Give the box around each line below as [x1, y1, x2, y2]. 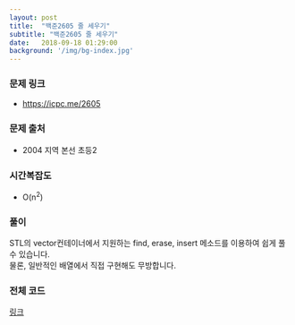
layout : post [9, 13, 58, 22]
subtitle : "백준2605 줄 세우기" [9, 30, 119, 38]
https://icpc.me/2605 [21, 98, 101, 109]
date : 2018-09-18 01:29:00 [9, 38, 118, 47]
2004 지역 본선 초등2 [21, 144, 97, 155]
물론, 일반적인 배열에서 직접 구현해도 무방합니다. [9, 260, 177, 270]
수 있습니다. [9, 248, 51, 260]
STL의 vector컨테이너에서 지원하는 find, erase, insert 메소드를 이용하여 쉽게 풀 [9, 237, 286, 248]
